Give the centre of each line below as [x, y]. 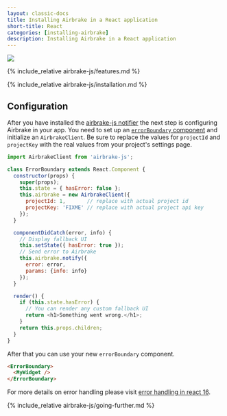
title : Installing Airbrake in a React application [82, 20]
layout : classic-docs [38, 13]
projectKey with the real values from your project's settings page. [100, 144]
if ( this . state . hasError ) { [59, 302]
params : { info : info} [56, 271]
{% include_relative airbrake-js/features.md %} [74, 71]
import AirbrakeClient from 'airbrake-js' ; [70, 157]
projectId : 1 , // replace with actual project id [107, 201]
